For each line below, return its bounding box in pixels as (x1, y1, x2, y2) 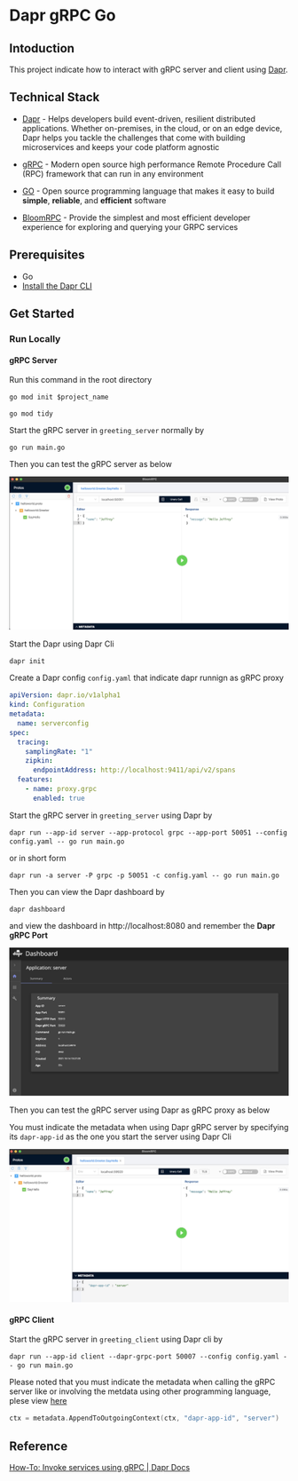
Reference (9, 1438, 68, 1453)
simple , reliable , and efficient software (21, 194, 167, 205)
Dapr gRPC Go (9, 5, 116, 26)
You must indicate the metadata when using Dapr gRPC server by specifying (9, 1122, 289, 1132)
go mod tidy (9, 409, 53, 418)
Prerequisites (9, 248, 85, 263)
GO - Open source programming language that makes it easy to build (21, 186, 275, 196)
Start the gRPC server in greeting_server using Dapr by (9, 810, 213, 820)
